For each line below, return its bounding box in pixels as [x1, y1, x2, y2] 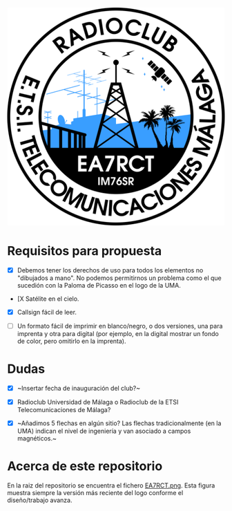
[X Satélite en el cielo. [17, 295, 79, 303]
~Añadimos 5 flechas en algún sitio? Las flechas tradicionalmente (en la [17, 419, 222, 427]
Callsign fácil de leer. [17, 308, 77, 316]
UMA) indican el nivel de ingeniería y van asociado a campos [17, 427, 191, 436]
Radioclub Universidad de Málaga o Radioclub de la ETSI [17, 398, 179, 407]
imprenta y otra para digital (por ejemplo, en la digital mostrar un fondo [17, 330, 219, 338]
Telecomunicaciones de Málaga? [17, 406, 111, 414]
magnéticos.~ [17, 434, 57, 443]
